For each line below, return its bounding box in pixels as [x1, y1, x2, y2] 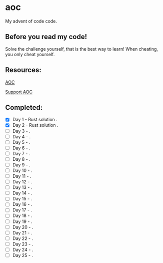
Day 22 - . [12, 235, 33, 241]
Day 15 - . [12, 196, 32, 202]
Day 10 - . [12, 167, 32, 173]
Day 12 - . [12, 179, 32, 185]
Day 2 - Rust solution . [12, 122, 58, 128]
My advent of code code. [5, 18, 57, 24]
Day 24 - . [12, 246, 33, 252]
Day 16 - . [12, 201, 32, 207]
